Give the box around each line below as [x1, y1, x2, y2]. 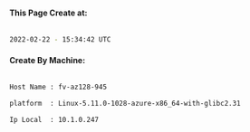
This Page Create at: [9, 7, 88, 18]
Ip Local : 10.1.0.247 [9, 116, 100, 125]
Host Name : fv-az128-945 [9, 82, 107, 92]
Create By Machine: [9, 54, 86, 65]
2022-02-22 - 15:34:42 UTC [9, 35, 111, 44]
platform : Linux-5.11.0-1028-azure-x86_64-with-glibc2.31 [9, 99, 242, 108]
